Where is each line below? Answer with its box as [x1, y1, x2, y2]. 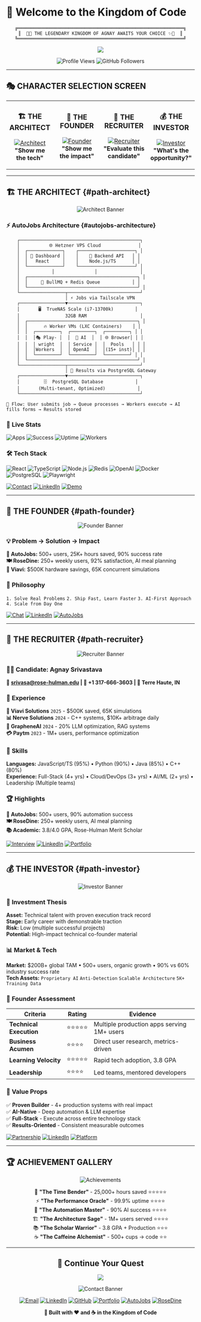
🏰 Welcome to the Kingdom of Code [6, 5, 187, 19]
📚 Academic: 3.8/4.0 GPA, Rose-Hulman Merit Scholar [6, 826, 142, 834]
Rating [68, 1010, 87, 1018]
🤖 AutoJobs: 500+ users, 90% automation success [6, 810, 133, 817]
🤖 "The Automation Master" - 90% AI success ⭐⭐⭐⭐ [33, 1206, 167, 1213]
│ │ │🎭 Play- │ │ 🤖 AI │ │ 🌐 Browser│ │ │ [17, 334, 144, 340]
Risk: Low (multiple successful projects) [6, 924, 106, 931]
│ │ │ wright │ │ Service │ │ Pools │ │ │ [17, 341, 146, 347]
